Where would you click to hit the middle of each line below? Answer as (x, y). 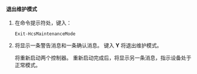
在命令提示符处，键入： (43, 23)
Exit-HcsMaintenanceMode (45, 34)
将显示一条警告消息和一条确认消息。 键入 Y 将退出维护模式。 (88, 45)
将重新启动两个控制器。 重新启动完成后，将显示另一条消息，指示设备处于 (103, 58)
